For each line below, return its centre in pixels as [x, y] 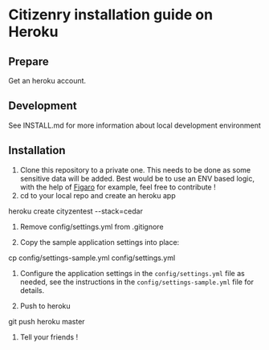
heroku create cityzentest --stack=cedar [75, 211]
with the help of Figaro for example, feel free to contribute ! [118, 187]
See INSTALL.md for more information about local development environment [134, 125]
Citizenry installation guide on [111, 15]
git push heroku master [47, 321]
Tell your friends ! [49, 337]
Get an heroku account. [47, 81]
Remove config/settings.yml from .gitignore [92, 226]
